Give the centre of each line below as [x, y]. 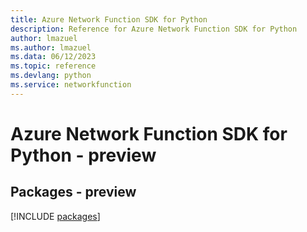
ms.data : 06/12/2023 [53, 57]
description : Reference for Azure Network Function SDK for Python [154, 29]
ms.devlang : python [51, 76]
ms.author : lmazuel [51, 47]
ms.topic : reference [53, 66]
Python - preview [83, 155]
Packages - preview [73, 192]
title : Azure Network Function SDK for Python [109, 19]
